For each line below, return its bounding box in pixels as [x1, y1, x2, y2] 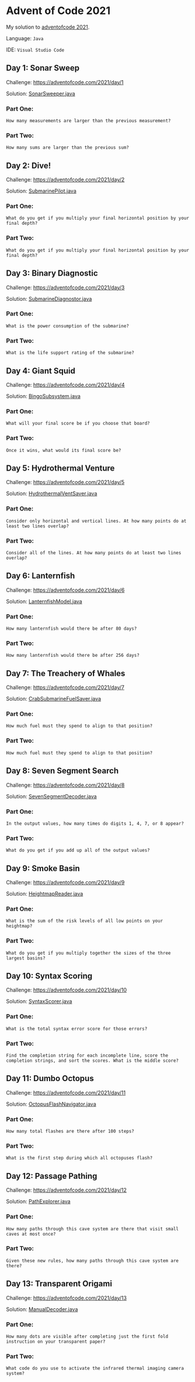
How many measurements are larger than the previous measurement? [6, 118, 171, 124]
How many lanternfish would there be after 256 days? [6, 653, 140, 659]
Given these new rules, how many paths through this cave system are [6, 1257, 179, 1264]
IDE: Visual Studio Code [6, 46, 65, 53]
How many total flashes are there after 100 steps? [6, 1129, 134, 1134]
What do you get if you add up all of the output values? [6, 848, 150, 853]
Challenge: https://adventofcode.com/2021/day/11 [6, 1089, 126, 1096]
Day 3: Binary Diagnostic [6, 268, 98, 279]
